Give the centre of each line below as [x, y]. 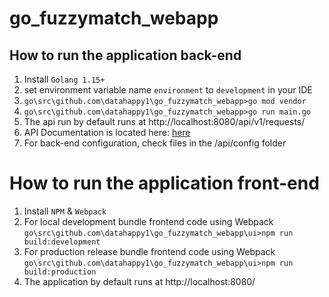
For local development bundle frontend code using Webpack [148, 221]
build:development [62, 242]
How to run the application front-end [164, 183]
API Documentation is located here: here [107, 132]
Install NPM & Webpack [65, 211]
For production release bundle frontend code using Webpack [149, 251]
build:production [60, 272]
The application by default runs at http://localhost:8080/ [139, 281]
